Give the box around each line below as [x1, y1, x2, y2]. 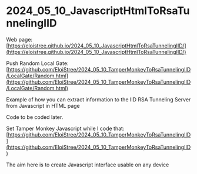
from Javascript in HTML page [6, 102, 81, 109]
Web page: [6, 36, 33, 43]
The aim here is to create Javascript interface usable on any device [6, 161, 169, 168]
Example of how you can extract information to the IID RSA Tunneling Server [6, 95, 191, 103]
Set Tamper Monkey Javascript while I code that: [6, 125, 125, 132]
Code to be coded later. [6, 113, 64, 121]
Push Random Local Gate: [6, 60, 69, 67]
